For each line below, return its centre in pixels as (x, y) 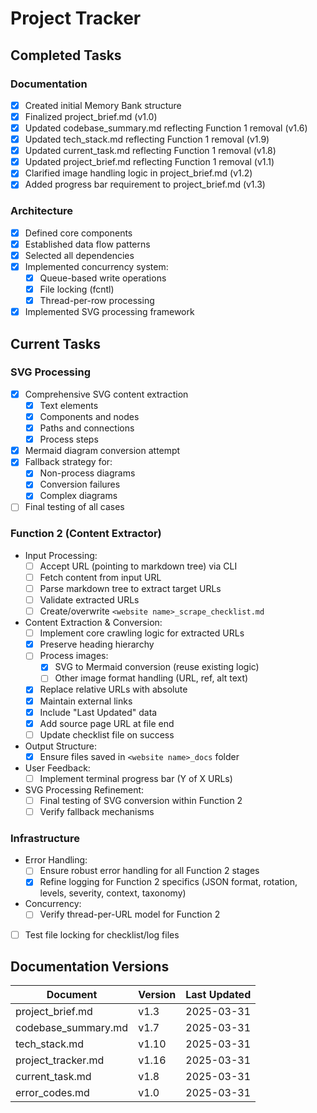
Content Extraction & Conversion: (93, 623)
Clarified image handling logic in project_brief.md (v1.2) (138, 173)
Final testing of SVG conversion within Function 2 (141, 800)
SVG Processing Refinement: (84, 789)
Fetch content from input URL (100, 577)
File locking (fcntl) (77, 289)
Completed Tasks (66, 55)
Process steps (69, 439)
